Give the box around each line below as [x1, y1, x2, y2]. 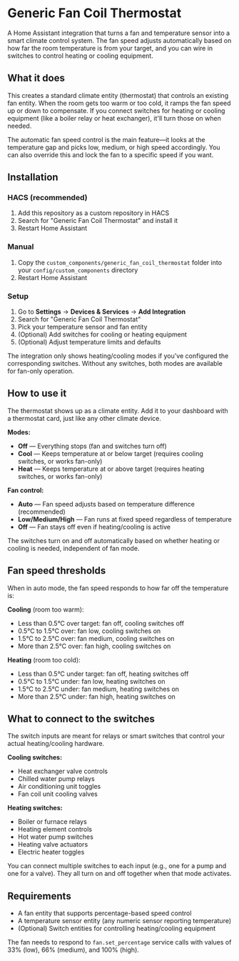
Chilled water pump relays [17, 775, 95, 783]
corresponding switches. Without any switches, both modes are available [7, 359, 223, 368]
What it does [7, 72, 66, 84]
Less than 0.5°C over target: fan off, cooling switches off [17, 619, 184, 627]
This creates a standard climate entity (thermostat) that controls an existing [7, 91, 229, 99]
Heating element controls [17, 825, 93, 834]
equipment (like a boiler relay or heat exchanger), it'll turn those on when [7, 114, 221, 122]
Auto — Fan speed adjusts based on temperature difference [17, 499, 195, 508]
